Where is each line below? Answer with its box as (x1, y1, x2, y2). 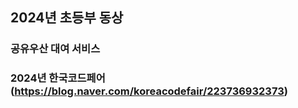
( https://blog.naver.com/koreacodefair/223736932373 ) (10, 84, 288, 98)
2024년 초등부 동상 (10, 9, 124, 27)
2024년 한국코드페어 (10, 71, 106, 85)
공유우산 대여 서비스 (10, 42, 101, 56)
